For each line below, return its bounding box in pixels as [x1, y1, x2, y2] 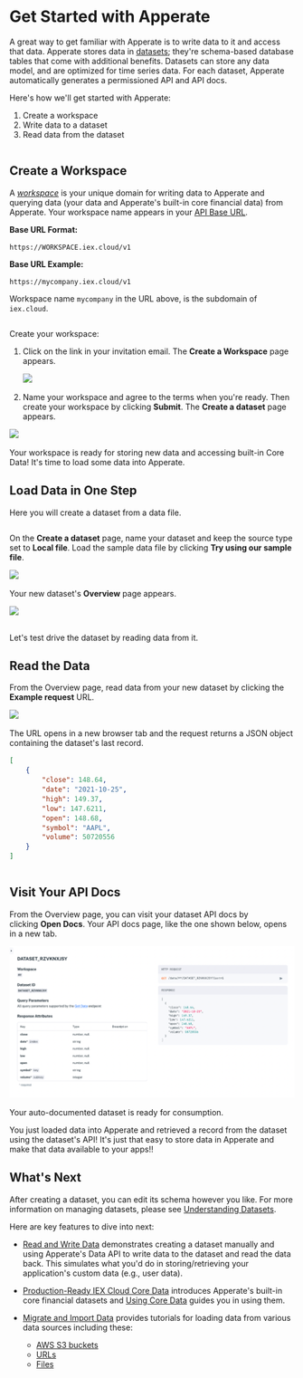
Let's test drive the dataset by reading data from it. [9, 632, 199, 643]
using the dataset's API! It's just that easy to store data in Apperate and [9, 1134, 274, 1144]
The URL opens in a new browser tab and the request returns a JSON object [9, 728, 294, 739]
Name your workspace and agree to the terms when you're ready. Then [22, 391, 290, 402]
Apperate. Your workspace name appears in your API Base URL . [9, 206, 249, 217]
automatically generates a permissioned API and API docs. [9, 74, 228, 85]
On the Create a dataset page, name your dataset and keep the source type [9, 532, 293, 543]
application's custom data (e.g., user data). [22, 1268, 184, 1278]
